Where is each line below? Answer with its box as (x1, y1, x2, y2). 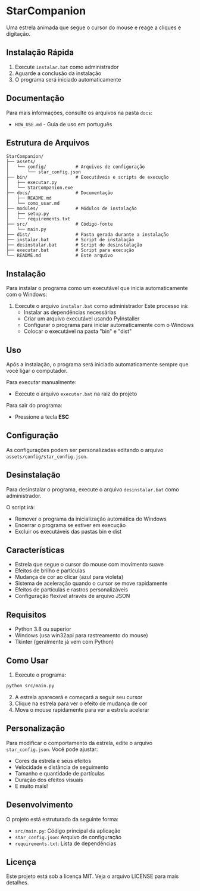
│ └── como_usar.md (6, 201, 60, 207)
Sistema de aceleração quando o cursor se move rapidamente (14, 580, 168, 587)
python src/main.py (6, 683, 55, 689)
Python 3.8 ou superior (14, 625, 71, 633)
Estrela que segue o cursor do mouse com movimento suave (14, 561, 164, 568)
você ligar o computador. (6, 367, 68, 374)
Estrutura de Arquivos (6, 138, 90, 148)
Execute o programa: (14, 671, 67, 678)
